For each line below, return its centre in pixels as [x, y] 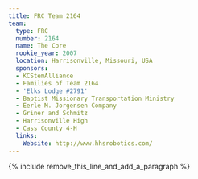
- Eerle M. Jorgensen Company [66, 106]
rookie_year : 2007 [47, 53]
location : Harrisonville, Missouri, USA [84, 61]
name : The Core [41, 46]
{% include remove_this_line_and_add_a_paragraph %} [99, 166]
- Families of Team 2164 [57, 83]
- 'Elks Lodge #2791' [52, 91]
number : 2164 [37, 38]
